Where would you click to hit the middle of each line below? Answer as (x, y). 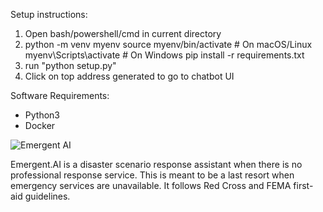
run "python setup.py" (70, 65)
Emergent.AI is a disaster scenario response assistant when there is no (156, 164)
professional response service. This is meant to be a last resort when (152, 175)
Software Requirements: (60, 95)
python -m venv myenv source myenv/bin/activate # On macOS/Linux (168, 44)
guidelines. (47, 196)
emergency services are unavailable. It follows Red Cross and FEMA (151, 185)
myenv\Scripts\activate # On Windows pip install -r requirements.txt (164, 55)
